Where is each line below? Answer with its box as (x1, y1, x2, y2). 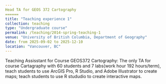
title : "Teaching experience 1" (5, 16, 72, 21)
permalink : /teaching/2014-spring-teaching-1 (5, 30, 101, 35)
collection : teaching (5, 21, 50, 26)
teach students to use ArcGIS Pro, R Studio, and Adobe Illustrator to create (5, 68, 158, 74)
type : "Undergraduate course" (5, 26, 68, 31)
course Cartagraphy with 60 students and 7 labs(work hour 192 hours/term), (5, 63, 161, 69)
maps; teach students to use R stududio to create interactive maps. (5, 73, 142, 79)
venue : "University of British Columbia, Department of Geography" (5, 35, 148, 40)
